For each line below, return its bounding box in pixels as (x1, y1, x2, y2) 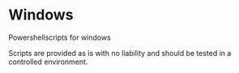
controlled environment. (8, 57, 88, 67)
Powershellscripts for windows (8, 32, 111, 42)
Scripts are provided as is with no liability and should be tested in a (8, 48, 232, 58)
